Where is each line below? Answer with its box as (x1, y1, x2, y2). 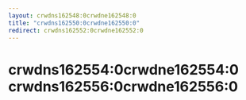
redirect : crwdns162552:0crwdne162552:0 (8, 26, 144, 34)
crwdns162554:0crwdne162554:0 (8, 60, 240, 79)
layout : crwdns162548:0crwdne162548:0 (8, 11, 136, 20)
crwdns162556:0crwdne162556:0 (8, 77, 238, 95)
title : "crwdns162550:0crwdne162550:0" (8, 19, 140, 27)
